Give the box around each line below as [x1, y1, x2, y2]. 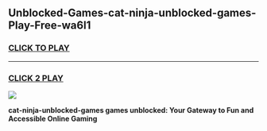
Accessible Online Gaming [8, 114, 98, 123]
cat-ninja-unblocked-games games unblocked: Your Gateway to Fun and [8, 105, 254, 114]
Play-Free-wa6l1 [8, 19, 91, 33]
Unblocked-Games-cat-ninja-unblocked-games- [8, 6, 257, 20]
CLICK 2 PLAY [8, 72, 64, 83]
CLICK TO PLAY [8, 43, 70, 54]
